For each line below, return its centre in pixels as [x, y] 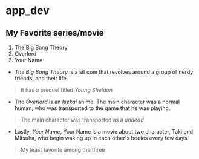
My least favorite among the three [63, 150]
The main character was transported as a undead [82, 120]
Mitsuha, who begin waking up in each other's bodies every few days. [102, 138]
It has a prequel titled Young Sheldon [67, 90]
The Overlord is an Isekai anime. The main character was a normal [97, 102]
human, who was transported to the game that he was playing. [92, 108]
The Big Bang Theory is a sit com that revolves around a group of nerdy [104, 72]
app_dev [28, 11]
